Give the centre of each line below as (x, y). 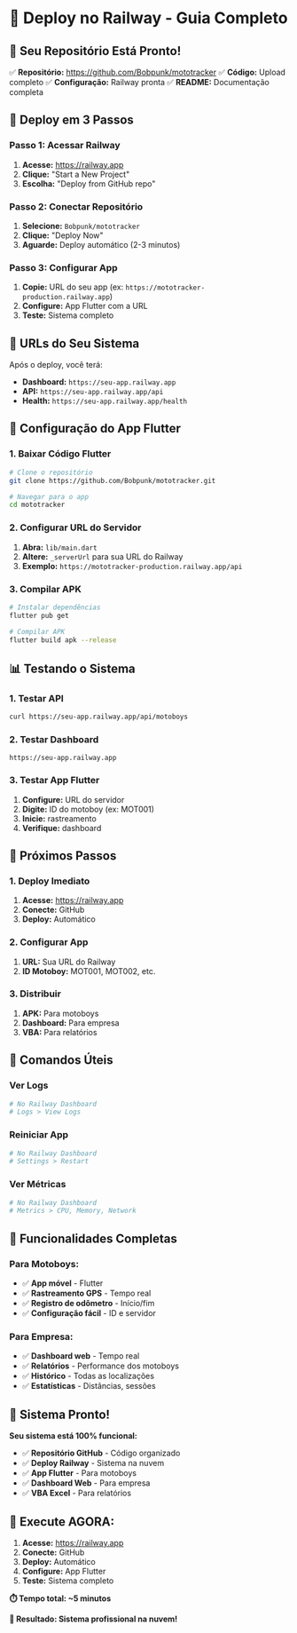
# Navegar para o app (49, 496)
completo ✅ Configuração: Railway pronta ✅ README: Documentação (140, 82)
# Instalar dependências (55, 607)
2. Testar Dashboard (54, 739)
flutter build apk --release (63, 640)
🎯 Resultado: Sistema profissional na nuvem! (94, 1619)
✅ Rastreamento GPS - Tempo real (86, 1293)
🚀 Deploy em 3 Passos (72, 120)
